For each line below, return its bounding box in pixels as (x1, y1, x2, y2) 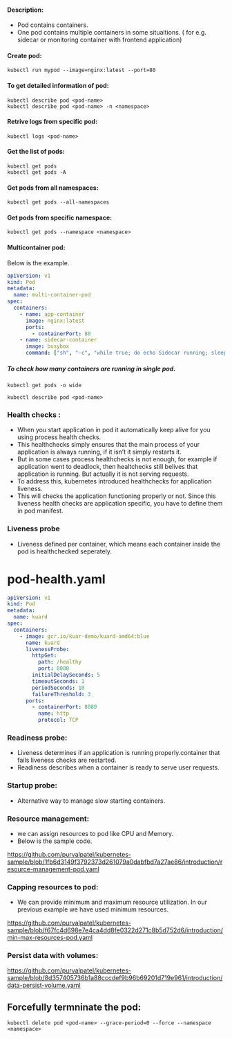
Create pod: (7, 51, 42, 60)
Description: (7, 6, 43, 14)
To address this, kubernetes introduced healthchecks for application (17, 477, 212, 486)
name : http (37, 710, 70, 717)
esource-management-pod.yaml (7, 864, 100, 873)
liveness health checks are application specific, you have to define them (17, 499, 223, 508)
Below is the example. (7, 258, 70, 267)
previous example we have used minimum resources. (17, 905, 169, 914)
